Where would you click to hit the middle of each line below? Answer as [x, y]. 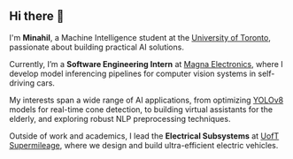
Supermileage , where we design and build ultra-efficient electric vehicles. [144, 145]
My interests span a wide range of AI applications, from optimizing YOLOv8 [146, 100]
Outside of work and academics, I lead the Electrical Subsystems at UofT [144, 136]
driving [22, 83]
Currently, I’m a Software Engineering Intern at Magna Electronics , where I [146, 64]
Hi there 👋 [37, 16]
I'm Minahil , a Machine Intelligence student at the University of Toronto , [140, 37]
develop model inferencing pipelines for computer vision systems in [133, 73]
